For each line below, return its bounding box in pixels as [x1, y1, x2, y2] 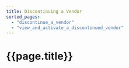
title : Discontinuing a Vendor [6, 8, 82, 15]
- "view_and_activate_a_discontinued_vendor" [11, 24, 124, 31]
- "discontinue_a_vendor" [11, 19, 75, 25]
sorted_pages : [6, 14, 41, 20]
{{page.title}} [6, 50, 73, 63]
